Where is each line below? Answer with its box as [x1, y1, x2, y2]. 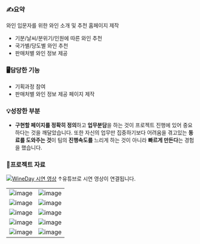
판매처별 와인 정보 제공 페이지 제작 [14, 90, 95, 97]
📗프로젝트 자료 [6, 160, 46, 168]
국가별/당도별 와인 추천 [14, 42, 69, 49]
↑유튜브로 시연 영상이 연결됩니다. [57, 175, 136, 182]
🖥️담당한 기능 [6, 66, 40, 74]
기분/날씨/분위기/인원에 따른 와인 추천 [14, 35, 103, 42]
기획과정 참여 [14, 83, 46, 90]
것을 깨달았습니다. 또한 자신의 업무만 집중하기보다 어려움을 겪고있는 [30, 129, 187, 136]
